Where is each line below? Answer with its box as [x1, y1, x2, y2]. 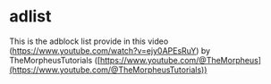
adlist [9, 6, 52, 27]
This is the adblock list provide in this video [9, 36, 169, 46]
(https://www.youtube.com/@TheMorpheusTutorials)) [9, 64, 207, 75]
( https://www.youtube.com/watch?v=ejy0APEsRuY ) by [9, 45, 211, 55]
